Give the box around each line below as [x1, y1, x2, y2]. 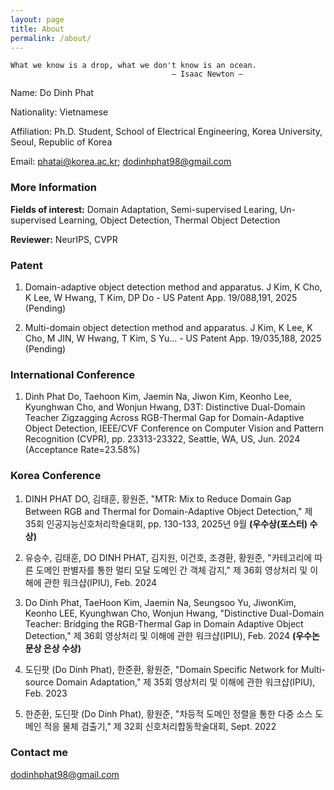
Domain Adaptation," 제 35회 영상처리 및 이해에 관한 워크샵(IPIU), [55, 676, 316, 688]
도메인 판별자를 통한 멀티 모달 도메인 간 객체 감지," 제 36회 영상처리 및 [35, 564, 308, 576]
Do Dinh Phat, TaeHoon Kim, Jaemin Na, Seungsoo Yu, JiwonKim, [24, 596, 297, 608]
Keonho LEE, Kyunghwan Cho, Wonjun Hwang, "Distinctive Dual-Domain [24, 607, 325, 619]
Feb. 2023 [24, 687, 68, 699]
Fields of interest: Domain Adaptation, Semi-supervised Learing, [10, 203, 278, 215]
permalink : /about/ [10, 33, 92, 43]
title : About [10, 24, 65, 34]
